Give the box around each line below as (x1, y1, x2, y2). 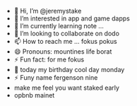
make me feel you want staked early (13, 83, 120, 92)
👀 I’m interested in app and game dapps (13, 14, 131, 23)
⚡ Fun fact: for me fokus (13, 55, 85, 64)
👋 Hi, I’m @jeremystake (13, 7, 82, 15)
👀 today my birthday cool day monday (13, 66, 125, 73)
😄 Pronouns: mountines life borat (13, 47, 112, 56)
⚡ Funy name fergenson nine (13, 73, 98, 81)
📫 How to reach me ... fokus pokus (13, 37, 118, 45)
